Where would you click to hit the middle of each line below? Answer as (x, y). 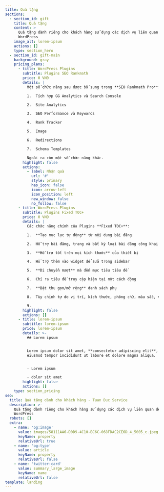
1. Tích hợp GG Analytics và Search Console (74, 96)
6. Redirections (44, 140)
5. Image (37, 131)
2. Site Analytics (47, 105)
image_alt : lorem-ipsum (38, 42)
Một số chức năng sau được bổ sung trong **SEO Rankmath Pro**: (93, 87)
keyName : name (32, 473)
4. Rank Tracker (44, 123)
